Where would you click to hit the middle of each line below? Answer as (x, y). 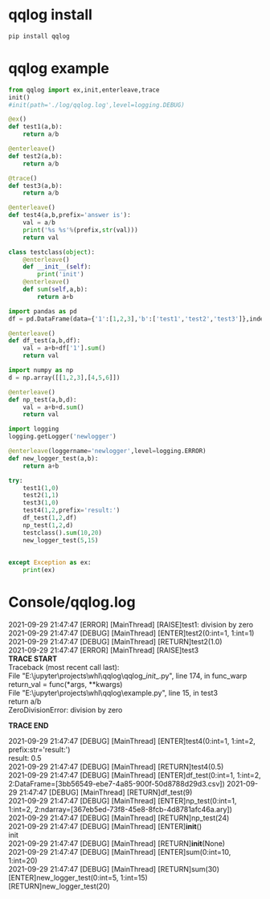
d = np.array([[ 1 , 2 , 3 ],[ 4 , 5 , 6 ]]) (64, 378)
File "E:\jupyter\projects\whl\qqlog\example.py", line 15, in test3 (113, 693)
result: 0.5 (25, 758)
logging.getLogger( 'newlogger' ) (62, 437)
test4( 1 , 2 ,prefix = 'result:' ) (72, 511)
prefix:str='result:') (39, 750)
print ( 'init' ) (61, 275)
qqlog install (50, 15)
